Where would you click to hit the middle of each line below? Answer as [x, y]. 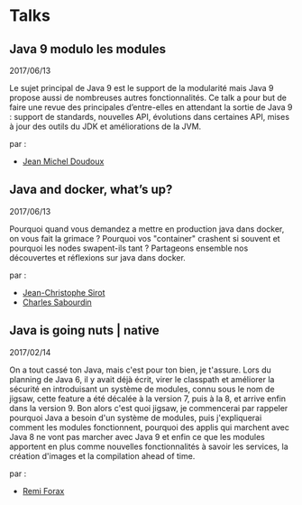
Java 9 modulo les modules [88, 49]
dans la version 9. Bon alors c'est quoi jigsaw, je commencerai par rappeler [149, 408]
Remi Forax [43, 491]
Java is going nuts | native [84, 331]
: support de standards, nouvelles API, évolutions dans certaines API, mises [150, 117]
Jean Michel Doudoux [63, 161]
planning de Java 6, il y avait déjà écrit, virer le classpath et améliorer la [142, 379]
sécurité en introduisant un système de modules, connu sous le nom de [142, 389]
